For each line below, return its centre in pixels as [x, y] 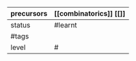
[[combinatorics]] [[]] [90, 13]
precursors [29, 13]
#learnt [65, 25]
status [21, 25]
